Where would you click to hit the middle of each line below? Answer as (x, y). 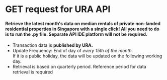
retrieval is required (33, 72)
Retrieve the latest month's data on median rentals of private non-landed (83, 23)
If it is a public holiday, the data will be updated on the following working (87, 56)
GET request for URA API (58, 9)
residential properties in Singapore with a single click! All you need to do (82, 29)
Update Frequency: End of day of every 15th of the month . (73, 51)
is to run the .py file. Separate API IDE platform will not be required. (76, 34)
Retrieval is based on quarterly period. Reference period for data (79, 67)
